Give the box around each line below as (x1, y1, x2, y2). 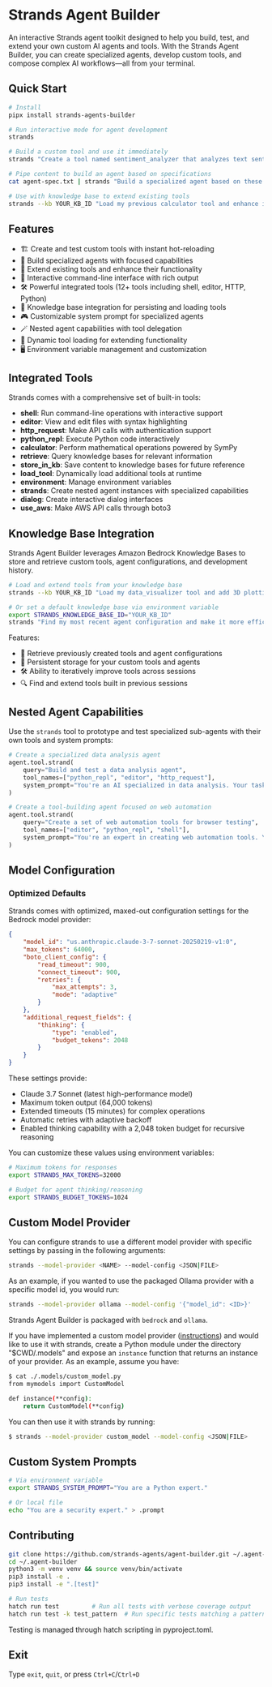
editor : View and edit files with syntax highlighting (19, 417, 188, 427)
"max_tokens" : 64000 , (23, 946, 96, 954)
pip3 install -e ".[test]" (8, 1580, 100, 1589)
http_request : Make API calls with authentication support (19, 426, 212, 436)
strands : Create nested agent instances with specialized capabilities (19, 486, 249, 496)
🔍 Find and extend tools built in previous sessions (19, 679, 188, 689)
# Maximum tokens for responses (8, 1164, 117, 1172)
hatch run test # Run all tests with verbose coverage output (8, 1602, 252, 1611)
